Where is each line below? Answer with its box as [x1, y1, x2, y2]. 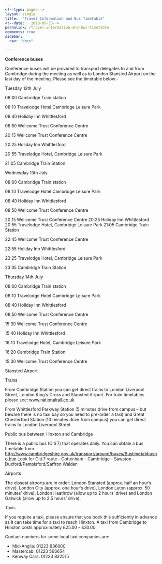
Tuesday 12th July [5, 85, 41, 91]
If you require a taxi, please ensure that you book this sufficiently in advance [5, 514, 157, 520]
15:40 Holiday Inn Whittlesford [5, 330, 65, 336]
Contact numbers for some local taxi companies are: [5, 533, 110, 539]
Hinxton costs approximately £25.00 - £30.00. [5, 524, 97, 530]
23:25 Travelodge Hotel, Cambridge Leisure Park [5, 255, 103, 261]
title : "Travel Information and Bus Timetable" [5, 16, 105, 21]
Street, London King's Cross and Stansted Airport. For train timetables [5, 392, 145, 397]
